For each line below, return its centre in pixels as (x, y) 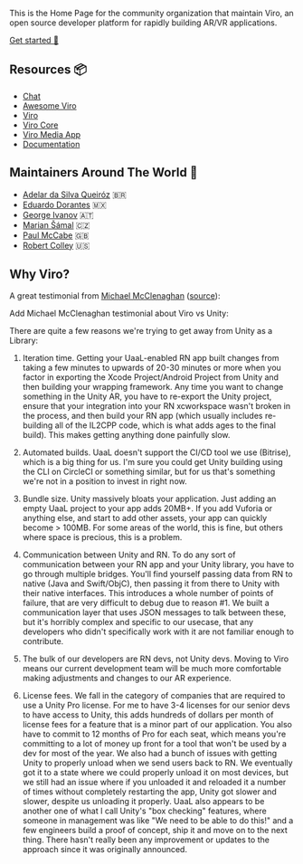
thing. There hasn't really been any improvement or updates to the (146, 840)
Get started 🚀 (34, 40)
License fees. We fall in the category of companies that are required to (154, 696)
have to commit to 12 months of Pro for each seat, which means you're (154, 734)
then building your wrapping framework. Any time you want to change (153, 387)
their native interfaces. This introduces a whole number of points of (148, 593)
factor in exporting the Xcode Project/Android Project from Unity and (150, 377)
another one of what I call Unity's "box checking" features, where (144, 811)
